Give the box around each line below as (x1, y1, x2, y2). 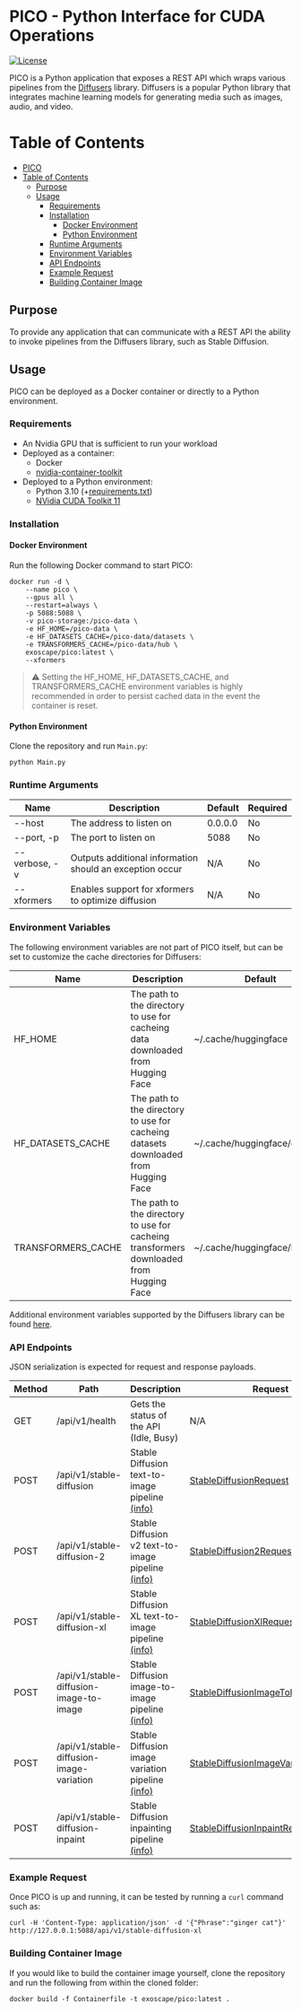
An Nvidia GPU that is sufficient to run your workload (21, 438, 218, 449)
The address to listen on (70, 817, 172, 829)
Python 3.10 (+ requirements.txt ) (35, 486, 153, 496)
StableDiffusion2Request (189, 1545, 296, 1558)
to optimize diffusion (70, 895, 157, 907)
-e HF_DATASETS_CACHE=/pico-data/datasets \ (25, 632, 194, 641)
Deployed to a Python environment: (21, 476, 153, 486)
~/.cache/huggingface (193, 1032, 288, 1045)
